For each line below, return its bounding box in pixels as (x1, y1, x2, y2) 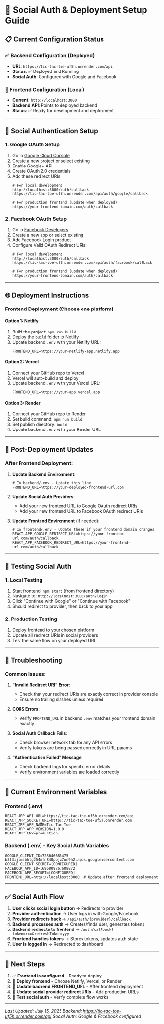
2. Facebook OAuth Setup (5, 215, 67, 222)
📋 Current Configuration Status (5, 35, 104, 43)
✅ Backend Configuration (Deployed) (5, 52, 95, 59)
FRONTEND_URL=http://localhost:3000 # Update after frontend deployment (5, 875, 159, 880)
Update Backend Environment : (12, 471, 76, 477)
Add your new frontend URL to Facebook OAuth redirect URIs (19, 508, 143, 514)
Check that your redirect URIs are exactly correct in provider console (19, 691, 158, 697)
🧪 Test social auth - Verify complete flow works (12, 994, 109, 1000)
